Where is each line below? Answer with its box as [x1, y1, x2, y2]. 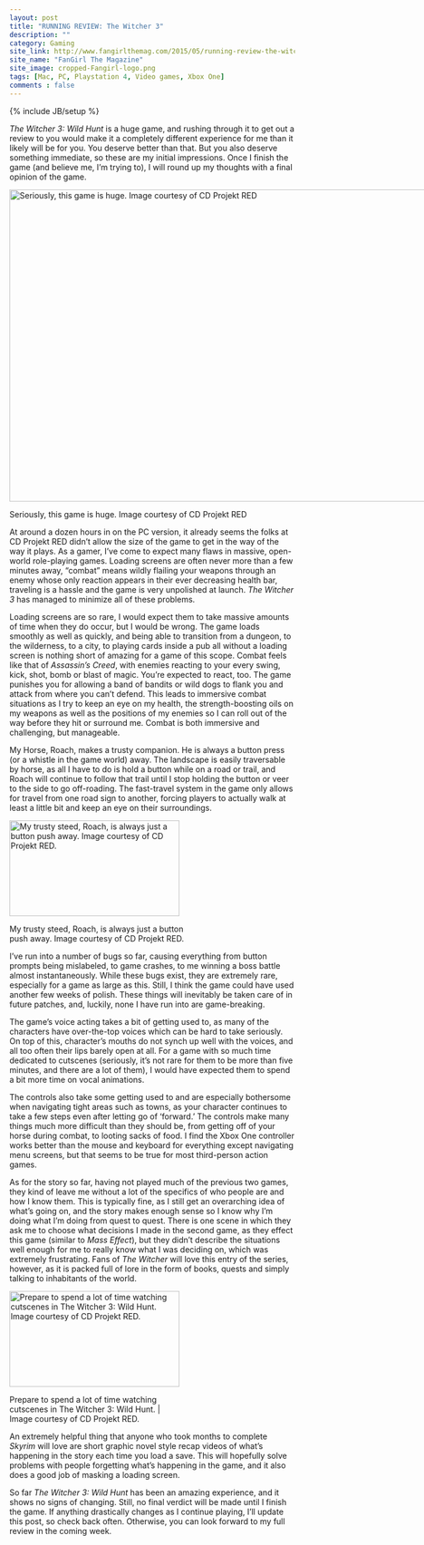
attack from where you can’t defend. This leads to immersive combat [9, 688, 267, 699]
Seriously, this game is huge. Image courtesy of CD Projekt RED [9, 508, 247, 519]
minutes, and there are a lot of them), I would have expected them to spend [9, 1064, 291, 1075]
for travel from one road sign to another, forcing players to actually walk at [9, 792, 286, 803]
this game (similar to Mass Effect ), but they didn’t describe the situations [9, 1234, 281, 1245]
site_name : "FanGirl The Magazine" [9, 55, 144, 64]
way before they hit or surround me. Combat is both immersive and [9, 717, 260, 728]
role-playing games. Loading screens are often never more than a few [32, 555, 294, 566]
